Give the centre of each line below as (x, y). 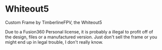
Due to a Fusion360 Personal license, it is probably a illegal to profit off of (79, 32)
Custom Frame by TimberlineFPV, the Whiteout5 (54, 22)
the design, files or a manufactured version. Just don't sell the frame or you (81, 37)
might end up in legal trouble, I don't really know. (54, 42)
